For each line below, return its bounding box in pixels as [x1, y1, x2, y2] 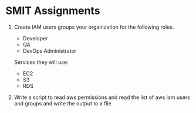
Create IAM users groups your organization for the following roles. [13, 23, 174, 30]
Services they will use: [13, 59, 69, 66]
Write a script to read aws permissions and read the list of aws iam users [13, 94, 190, 101]
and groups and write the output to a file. [13, 100, 113, 107]
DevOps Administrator [22, 47, 77, 54]
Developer [22, 35, 48, 42]
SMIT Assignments [5, 4, 100, 18]
